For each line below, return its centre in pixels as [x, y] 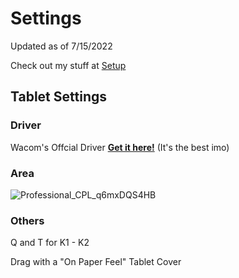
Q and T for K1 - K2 [50, 243]
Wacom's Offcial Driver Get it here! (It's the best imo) [120, 147]
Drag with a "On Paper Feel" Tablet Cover [96, 262]
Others [27, 220]
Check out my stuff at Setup [68, 65]
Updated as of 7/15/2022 [61, 46]
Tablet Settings [58, 97]
